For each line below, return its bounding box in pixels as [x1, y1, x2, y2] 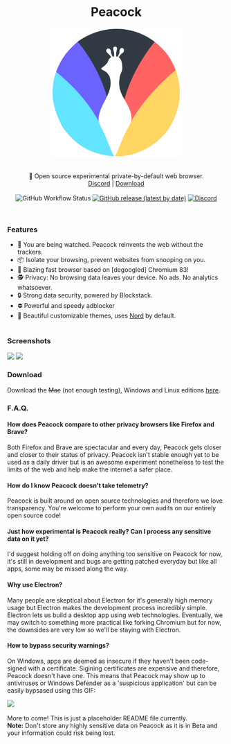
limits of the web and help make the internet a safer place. [7, 465, 173, 474]
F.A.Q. [7, 403, 29, 413]
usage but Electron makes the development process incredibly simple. [7, 603, 207, 612]
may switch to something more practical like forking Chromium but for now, [7, 618, 221, 626]
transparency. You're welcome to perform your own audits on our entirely [7, 504, 216, 512]
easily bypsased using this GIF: [7, 686, 96, 694]
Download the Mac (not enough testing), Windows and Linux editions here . [7, 386, 221, 394]
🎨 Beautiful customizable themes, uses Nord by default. [17, 311, 176, 320]
